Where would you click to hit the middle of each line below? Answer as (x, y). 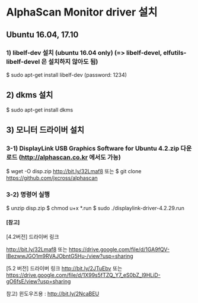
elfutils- (175, 52)
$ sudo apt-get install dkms (40, 110)
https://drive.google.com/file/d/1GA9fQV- (119, 249)
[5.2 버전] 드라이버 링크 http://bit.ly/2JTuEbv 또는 (64, 268)
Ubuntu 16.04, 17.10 (42, 34)
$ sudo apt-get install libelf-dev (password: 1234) (67, 74)
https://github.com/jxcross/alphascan (52, 178)
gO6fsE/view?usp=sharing (39, 281)
